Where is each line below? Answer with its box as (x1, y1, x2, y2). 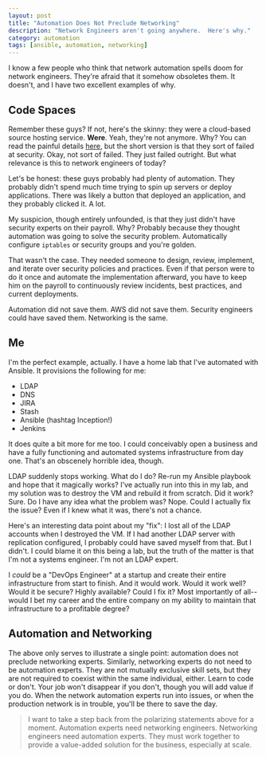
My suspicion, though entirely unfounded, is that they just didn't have (8, 214, 236, 224)
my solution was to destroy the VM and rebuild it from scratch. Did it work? (8, 488, 253, 498)
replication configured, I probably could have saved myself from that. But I (8, 537, 252, 547)
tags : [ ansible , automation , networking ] (8, 41, 148, 49)
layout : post (8, 11, 52, 20)
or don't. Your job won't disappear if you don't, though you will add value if (8, 682, 254, 692)
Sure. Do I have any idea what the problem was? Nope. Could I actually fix (8, 496, 251, 506)
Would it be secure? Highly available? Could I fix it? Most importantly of (8, 586, 242, 596)
